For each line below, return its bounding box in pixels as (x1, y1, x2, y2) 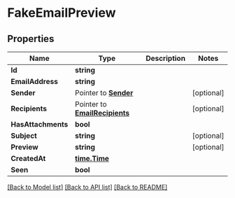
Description (145, 54, 186, 63)
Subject (10, 131, 37, 141)
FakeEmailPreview (7, 5, 117, 21)
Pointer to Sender (74, 88, 134, 97)
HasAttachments (10, 120, 69, 129)
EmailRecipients (74, 108, 130, 118)
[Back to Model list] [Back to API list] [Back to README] (7, 183, 168, 191)
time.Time (74, 154, 110, 163)
